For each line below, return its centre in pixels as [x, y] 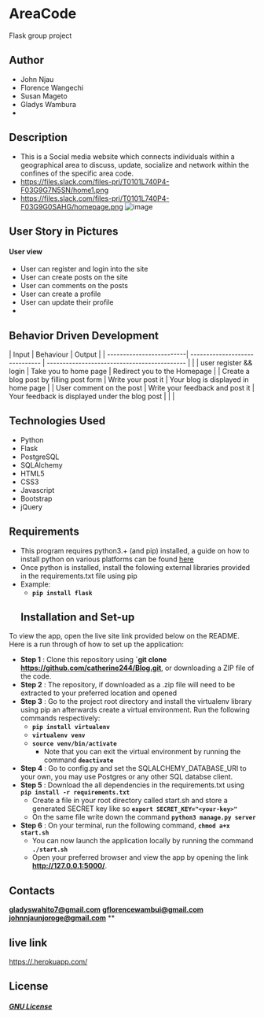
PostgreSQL [40, 457]
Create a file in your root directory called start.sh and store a [130, 801]
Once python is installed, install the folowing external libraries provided [135, 567]
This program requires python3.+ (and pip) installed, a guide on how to [135, 550]
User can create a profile [60, 294]
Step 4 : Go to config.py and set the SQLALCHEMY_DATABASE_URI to [133, 768]
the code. [36, 676]
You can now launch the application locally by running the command [143, 841]
